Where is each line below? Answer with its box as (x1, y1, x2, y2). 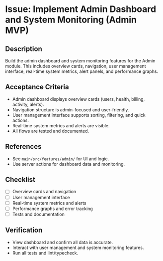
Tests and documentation (12, 211, 65, 217)
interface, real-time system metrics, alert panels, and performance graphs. (5, 68, 158, 74)
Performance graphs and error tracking (12, 206, 93, 212)
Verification (5, 226, 43, 235)
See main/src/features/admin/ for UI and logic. (12, 156, 109, 162)
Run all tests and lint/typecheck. (12, 250, 79, 256)
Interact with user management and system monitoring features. (12, 245, 144, 251)
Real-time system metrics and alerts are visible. (12, 122, 110, 128)
